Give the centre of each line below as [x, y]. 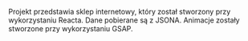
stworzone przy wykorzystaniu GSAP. [71, 29]
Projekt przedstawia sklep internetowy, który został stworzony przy [120, 12]
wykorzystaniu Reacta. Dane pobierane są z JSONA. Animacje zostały [124, 20]
